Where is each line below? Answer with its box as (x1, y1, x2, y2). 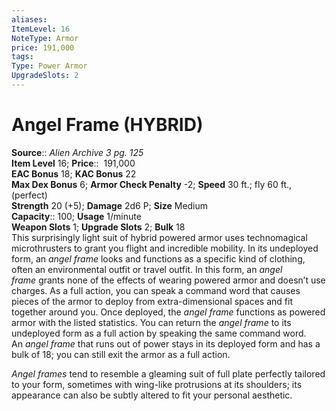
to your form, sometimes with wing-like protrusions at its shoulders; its (11, 378, 303, 390)
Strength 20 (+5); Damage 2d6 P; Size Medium (11, 199, 209, 211)
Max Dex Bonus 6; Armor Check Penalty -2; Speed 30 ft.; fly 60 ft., (11, 178, 293, 190)
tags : (11, 52, 34, 62)
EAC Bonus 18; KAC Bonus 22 (11, 167, 137, 180)
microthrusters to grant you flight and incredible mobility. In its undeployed (11, 242, 319, 254)
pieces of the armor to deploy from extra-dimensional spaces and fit (11, 295, 293, 307)
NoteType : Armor (11, 33, 79, 43)
